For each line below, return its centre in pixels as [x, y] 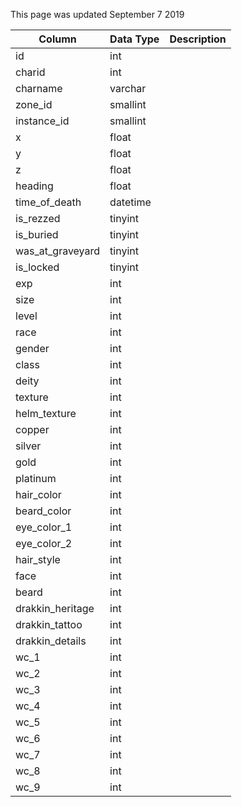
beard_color [43, 511]
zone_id [34, 104]
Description [198, 39]
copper [32, 429]
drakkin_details [51, 641]
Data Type [134, 39]
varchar [128, 88]
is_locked [37, 267]
